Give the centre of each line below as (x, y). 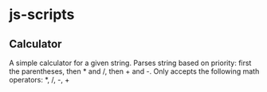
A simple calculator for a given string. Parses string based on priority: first (130, 63)
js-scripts (42, 15)
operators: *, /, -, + (39, 80)
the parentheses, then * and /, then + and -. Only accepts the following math (134, 71)
